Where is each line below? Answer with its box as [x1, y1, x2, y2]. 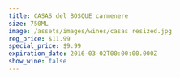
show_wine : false [8, 58, 67, 66]
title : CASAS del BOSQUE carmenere [8, 11, 129, 20]
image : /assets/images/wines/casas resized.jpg [8, 27, 173, 35]
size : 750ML [8, 19, 49, 28]
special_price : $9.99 [8, 42, 82, 50]
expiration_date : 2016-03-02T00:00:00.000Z [8, 50, 158, 58]
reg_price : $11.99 [8, 34, 71, 43]
